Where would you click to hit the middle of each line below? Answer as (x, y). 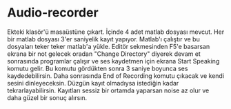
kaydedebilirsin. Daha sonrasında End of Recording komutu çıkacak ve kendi (116, 76)
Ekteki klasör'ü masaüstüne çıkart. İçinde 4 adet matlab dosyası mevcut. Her (116, 32)
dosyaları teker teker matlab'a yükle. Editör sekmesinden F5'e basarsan (109, 46)
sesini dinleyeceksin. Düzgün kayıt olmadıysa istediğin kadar (93, 83)
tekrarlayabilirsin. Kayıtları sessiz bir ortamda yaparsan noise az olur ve (108, 90)
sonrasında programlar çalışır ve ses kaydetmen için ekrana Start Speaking (113, 61)
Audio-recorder (53, 13)
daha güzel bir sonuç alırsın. (47, 97)
